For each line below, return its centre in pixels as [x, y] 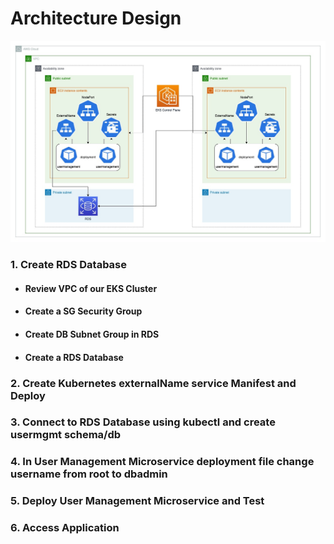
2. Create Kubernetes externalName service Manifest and [153, 383]
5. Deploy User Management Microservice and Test [137, 501]
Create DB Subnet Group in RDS [92, 334]
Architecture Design [96, 18]
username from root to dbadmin [89, 474]
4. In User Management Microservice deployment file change [162, 462]
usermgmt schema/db [66, 435]
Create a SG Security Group [83, 311]
